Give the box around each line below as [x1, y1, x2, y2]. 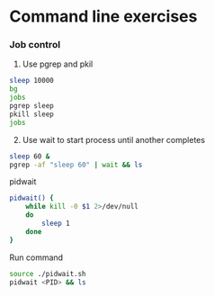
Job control [9, 39, 61, 51]
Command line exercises [9, 6, 198, 27]
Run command [9, 252, 64, 263]
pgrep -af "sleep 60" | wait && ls [9, 160, 143, 169]
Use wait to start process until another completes [22, 134, 205, 145]
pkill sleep [9, 110, 54, 119]
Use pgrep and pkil [22, 58, 94, 69]
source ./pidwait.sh [9, 269, 87, 278]
